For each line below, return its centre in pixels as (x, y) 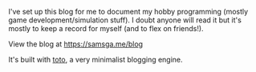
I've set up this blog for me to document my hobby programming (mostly (128, 12)
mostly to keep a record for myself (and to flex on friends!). (106, 28)
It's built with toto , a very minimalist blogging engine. (95, 60)
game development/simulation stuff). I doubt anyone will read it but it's (125, 20)
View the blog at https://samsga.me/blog (75, 44)
